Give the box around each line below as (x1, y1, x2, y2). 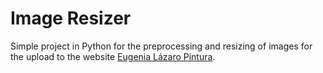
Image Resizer (10, 7, 132, 30)
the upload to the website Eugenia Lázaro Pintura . (10, 50, 216, 62)
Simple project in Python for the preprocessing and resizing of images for (10, 40, 313, 52)
